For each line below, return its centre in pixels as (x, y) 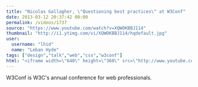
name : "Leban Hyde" (35, 50)
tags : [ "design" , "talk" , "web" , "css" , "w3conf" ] (64, 55)
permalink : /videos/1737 (37, 22)
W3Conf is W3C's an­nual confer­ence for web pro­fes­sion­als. (79, 78)
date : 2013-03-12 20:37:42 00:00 (47, 17)
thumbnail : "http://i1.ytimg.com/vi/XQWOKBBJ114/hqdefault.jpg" (87, 34)
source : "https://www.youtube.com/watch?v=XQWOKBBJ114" (76, 28)
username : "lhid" (33, 45)
